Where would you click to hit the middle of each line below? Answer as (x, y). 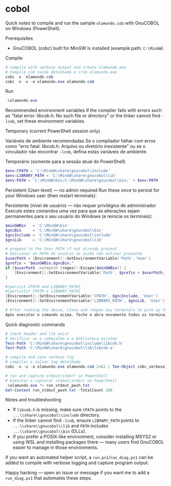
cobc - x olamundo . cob (29, 77)
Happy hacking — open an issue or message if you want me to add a (77, 473)
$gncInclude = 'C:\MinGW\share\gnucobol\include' (59, 235)
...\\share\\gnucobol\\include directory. (56, 415)
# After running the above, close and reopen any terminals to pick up (83, 310)
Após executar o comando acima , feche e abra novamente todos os (76, 315)
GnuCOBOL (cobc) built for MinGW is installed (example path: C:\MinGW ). (88, 48)
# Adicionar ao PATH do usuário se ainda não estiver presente (74, 254)
